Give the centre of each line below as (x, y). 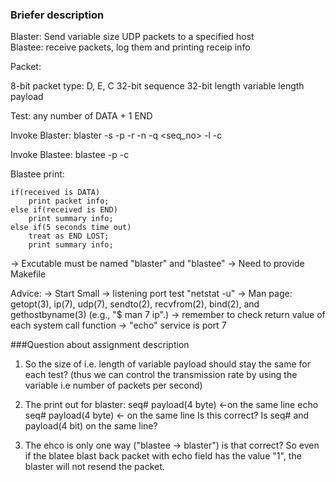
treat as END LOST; (69, 236)
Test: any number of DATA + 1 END (81, 116)
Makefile (28, 274)
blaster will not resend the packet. (94, 467)
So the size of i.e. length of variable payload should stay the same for (168, 364)
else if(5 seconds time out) (71, 228)
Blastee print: (37, 174)
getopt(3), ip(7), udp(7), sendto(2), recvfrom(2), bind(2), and (135, 304)
